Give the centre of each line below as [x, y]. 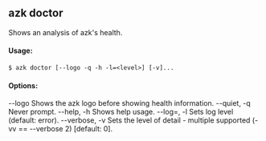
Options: [23, 85]
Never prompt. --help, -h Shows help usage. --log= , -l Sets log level [121, 112]
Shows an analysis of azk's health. [65, 32]
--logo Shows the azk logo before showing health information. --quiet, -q [129, 103]
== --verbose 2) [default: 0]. [65, 129]
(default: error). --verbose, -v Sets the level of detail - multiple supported [129, 120]
